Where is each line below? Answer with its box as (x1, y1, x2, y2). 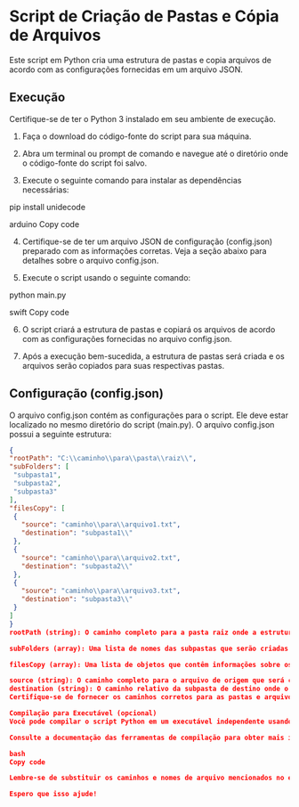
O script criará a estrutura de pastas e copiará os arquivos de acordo (21, 323, 276, 335)
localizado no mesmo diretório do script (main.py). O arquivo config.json (9, 419, 275, 429)
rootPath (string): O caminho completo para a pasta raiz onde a (9, 628, 257, 637)
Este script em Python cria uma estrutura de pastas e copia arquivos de (9, 54, 271, 65)
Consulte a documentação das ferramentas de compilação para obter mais (9, 733, 285, 742)
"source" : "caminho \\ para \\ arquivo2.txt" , (20, 553, 181, 562)
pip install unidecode (9, 201, 86, 212)
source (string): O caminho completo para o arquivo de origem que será (9, 676, 285, 685)
